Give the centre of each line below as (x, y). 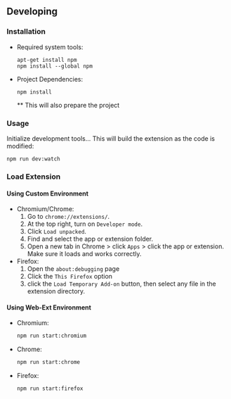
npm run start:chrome (48, 362)
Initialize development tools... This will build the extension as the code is (111, 138)
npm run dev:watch (33, 159)
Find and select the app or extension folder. (90, 239)
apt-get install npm (47, 60)
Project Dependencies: (50, 79)
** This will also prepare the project (68, 105)
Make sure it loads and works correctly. (84, 254)
